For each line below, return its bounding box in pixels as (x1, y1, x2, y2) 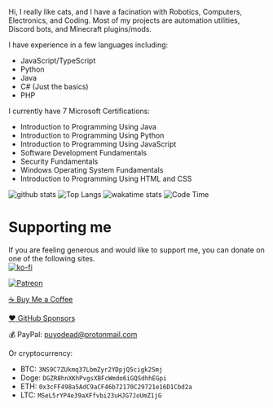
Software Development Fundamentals (20, 148, 148, 157)
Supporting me (8, 218, 112, 237)
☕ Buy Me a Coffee (8, 294, 73, 304)
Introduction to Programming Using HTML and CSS (20, 174, 192, 183)
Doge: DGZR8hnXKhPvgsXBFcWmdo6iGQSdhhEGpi (20, 372, 167, 382)
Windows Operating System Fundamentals (20, 165, 164, 174)
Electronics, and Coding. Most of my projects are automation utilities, (8, 15, 240, 25)
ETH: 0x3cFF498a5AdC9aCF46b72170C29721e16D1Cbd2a (20, 381, 193, 391)
